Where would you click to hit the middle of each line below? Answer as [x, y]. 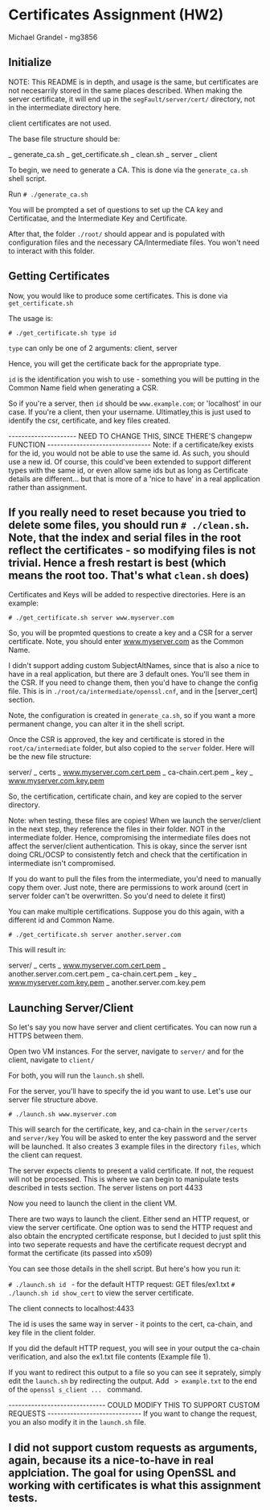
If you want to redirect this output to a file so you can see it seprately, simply [135, 1372]
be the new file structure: [50, 757]
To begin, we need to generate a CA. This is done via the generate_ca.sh [128, 170]
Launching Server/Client [71, 1008]
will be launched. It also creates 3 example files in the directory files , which [135, 1147]
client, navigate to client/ [51, 1060]
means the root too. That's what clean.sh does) [129, 575]
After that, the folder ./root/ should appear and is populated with [117, 233]
